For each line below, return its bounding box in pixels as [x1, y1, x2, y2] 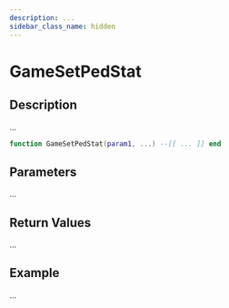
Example [9, 265, 60, 281]
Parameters [9, 164, 77, 180]
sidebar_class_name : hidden [9, 22, 116, 31]
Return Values [9, 215, 92, 231]
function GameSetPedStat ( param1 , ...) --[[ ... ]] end [9, 139, 222, 149]
